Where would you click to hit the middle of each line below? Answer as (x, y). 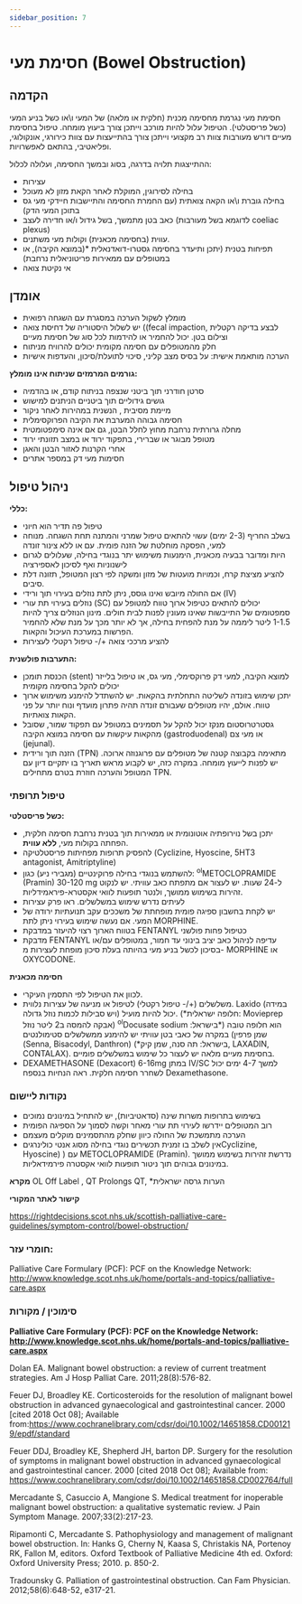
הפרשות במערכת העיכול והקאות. (78, 632)
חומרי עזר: (32, 1250)
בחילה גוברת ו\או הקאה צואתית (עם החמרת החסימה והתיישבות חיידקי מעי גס (153, 201)
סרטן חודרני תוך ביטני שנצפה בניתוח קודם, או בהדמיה (113, 391)
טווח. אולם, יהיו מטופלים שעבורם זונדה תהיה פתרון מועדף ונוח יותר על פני (146, 705)
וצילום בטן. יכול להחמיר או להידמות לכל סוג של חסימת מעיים (125, 337)
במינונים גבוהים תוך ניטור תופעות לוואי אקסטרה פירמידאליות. (125, 1164)
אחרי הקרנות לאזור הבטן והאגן (73, 449)
